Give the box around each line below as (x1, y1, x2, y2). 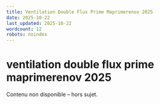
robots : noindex (6, 32, 47, 38)
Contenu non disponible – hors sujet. (6, 91, 98, 98)
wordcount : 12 (6, 26, 42, 32)
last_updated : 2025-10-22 (6, 20, 72, 26)
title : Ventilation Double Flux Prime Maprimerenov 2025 (6, 9, 153, 15)
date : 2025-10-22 (6, 15, 50, 21)
